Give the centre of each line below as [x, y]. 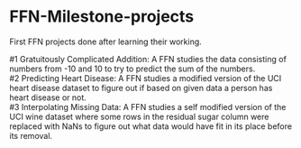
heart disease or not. [48, 97]
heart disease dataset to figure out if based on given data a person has [141, 88]
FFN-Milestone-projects [102, 17]
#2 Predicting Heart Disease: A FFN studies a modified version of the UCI [146, 78]
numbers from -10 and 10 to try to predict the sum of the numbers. [132, 69]
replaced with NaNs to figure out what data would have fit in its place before [151, 126]
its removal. [31, 135]
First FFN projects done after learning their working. [106, 42]
